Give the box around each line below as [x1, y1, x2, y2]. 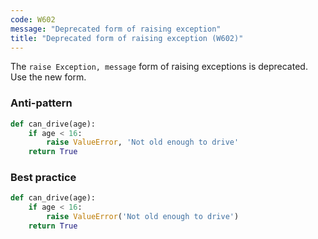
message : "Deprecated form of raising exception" [10, 24, 222, 34]
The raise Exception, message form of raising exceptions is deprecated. [10, 61, 308, 73]
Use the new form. [10, 71, 87, 83]
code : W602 [10, 14, 56, 25]
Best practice [10, 171, 77, 185]
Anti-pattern [10, 96, 73, 110]
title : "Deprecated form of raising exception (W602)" [10, 33, 244, 43]
